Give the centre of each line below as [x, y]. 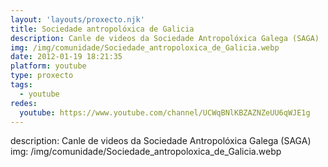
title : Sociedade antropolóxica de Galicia [102, 29]
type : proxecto [42, 76]
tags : [21, 85]
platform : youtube [48, 66]
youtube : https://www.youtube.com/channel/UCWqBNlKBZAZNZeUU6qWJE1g [165, 112]
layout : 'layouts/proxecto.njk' [77, 19]
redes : [24, 103]
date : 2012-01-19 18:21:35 [66, 57]
